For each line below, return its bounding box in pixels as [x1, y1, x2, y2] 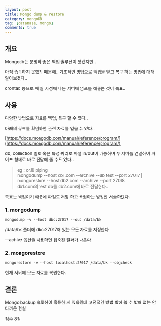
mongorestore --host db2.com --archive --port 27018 [17, 177, 125, 183]
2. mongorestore [5, 249, 45, 256]
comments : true [5, 25, 36, 30]
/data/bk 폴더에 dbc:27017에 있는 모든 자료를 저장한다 [5, 227, 109, 233]
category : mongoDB [5, 16, 42, 21]
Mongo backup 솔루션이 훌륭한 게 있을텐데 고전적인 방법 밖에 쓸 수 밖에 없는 [5, 299, 151, 305]
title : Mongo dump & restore [5, 12, 64, 17]
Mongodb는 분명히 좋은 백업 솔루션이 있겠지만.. [5, 58, 96, 64]
